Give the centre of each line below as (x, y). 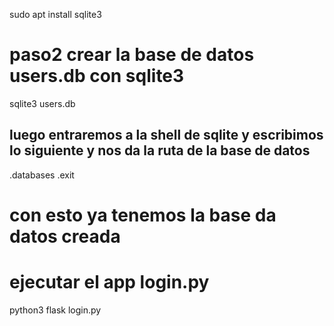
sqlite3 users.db (42, 103)
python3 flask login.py (55, 310)
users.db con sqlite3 (97, 76)
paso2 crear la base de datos (132, 55)
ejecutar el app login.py (109, 282)
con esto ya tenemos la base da (143, 215)
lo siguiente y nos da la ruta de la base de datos (160, 150)
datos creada (65, 236)
